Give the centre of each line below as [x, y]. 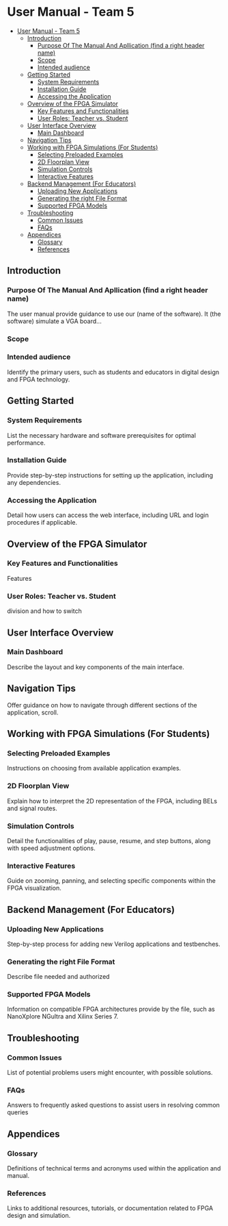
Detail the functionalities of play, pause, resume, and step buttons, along [109, 840]
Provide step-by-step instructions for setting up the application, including [110, 475]
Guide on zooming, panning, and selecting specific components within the [112, 881]
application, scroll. [33, 712]
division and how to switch [44, 611]
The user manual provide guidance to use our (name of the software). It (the [114, 314]
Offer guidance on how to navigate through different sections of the [102, 705]
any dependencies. [34, 482]
